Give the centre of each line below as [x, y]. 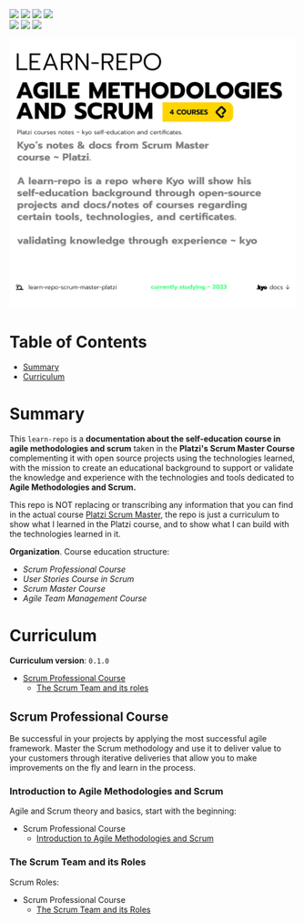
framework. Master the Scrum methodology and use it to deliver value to [146, 749]
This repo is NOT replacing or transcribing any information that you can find [152, 505]
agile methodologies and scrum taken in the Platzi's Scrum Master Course [152, 449]
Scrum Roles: [34, 882]
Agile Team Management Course [85, 598]
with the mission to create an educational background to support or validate [152, 468]
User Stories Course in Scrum [78, 579]
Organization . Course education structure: [90, 552]
